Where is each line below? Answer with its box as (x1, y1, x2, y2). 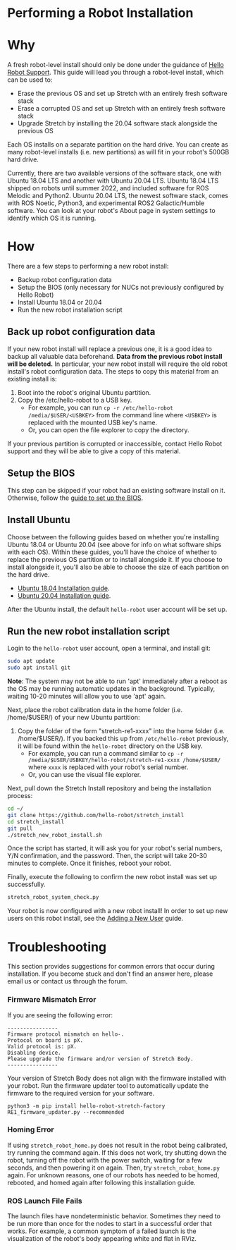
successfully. (7, 880, 46, 889)
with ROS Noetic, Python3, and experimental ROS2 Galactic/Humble (7, 199, 205, 207)
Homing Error (7, 1125, 54, 1134)
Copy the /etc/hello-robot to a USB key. (17, 396, 132, 404)
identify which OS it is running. (7, 214, 97, 223)
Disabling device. (7, 1049, 61, 1056)
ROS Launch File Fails (7, 1196, 82, 1206)
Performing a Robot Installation (7, 5, 194, 21)
